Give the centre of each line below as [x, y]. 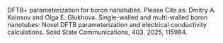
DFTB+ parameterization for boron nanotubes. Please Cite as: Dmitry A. [111, 10]
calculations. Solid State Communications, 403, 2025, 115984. [97, 32]
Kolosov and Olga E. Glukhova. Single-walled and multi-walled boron [108, 17]
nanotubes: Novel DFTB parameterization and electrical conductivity [107, 25]
